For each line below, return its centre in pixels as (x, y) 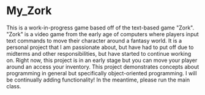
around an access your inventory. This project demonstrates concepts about (103, 66)
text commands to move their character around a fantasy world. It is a (94, 40)
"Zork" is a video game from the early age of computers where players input (102, 34)
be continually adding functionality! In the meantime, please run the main (98, 80)
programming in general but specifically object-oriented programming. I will (102, 73)
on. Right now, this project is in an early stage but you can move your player (102, 60)
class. (14, 86)
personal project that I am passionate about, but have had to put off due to (100, 47)
